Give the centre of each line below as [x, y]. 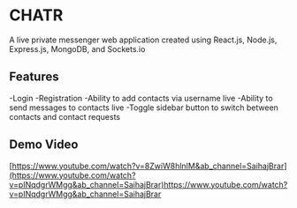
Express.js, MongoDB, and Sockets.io [77, 48]
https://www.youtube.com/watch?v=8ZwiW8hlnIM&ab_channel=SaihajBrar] [149, 166]
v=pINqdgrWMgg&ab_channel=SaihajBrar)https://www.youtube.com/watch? [148, 184]
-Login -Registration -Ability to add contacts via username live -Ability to [141, 98]
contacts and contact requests [65, 116]
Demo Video [44, 145]
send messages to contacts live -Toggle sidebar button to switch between [144, 108]
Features [34, 77]
